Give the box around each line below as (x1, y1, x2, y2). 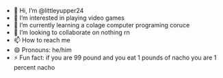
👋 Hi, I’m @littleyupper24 (13, 7, 84, 14)
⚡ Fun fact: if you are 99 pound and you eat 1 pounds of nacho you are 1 (13, 53, 217, 62)
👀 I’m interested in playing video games (13, 14, 125, 22)
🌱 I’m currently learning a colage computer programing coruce (13, 21, 190, 29)
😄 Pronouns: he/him (13, 46, 72, 54)
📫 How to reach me (13, 36, 70, 44)
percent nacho (13, 64, 55, 71)
